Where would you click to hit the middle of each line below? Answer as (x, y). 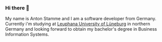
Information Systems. (27, 35)
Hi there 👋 (17, 8)
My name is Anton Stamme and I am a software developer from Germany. (81, 19)
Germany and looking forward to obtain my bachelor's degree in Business (81, 29)
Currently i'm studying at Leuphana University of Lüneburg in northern (78, 24)
